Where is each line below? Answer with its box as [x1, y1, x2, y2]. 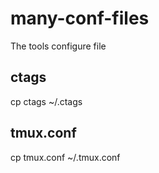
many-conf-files [10, 7, 150, 30]
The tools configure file [10, 40, 107, 52]
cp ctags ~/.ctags [10, 95, 83, 107]
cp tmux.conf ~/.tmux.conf [10, 151, 121, 163]
